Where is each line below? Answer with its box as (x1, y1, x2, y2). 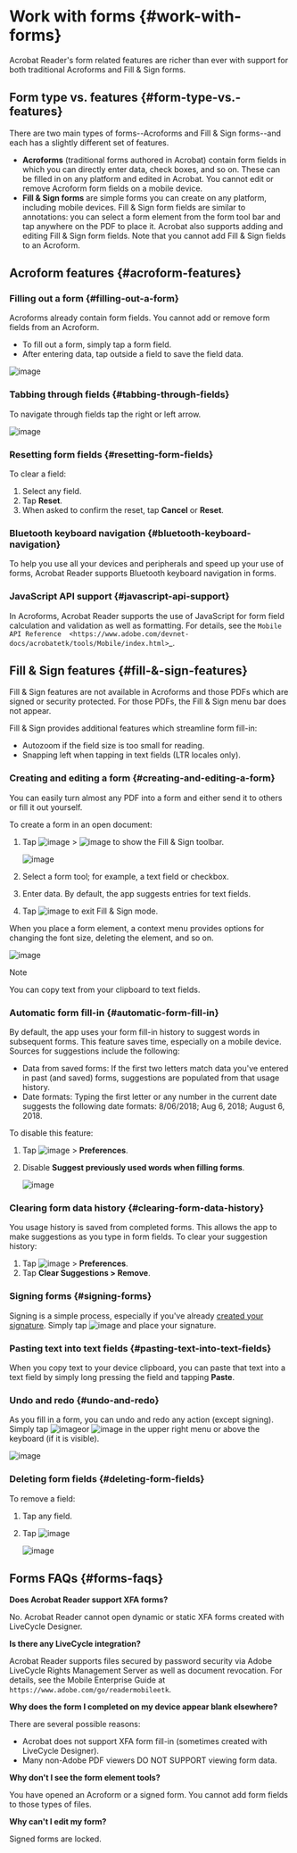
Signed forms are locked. (9, 1833, 103, 1844)
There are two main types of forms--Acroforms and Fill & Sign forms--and (9, 128, 282, 138)
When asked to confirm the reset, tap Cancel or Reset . (21, 505, 225, 516)
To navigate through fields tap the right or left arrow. (9, 409, 202, 419)
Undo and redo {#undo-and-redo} (9, 1394, 160, 1406)
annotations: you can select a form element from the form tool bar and (21, 211, 281, 222)
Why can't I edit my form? (9, 1816, 107, 1827)
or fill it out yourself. (9, 801, 83, 813)
